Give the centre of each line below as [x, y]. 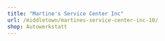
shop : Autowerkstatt [38, 26]
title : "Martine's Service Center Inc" [66, 14]
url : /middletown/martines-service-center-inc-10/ [83, 20]
